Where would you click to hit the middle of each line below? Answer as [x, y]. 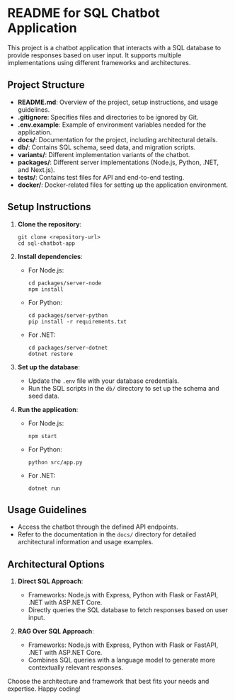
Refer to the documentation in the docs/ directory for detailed [107, 534]
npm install [46, 289]
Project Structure [46, 85]
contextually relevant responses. [76, 667]
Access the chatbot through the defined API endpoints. [98, 527]
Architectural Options [56, 564]
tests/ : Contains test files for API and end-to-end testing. [101, 177]
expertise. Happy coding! [44, 689]
